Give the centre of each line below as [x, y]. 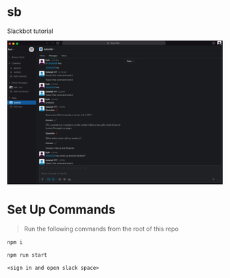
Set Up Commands [61, 210]
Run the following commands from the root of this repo [101, 229]
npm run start [27, 255]
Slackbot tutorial [30, 31]
